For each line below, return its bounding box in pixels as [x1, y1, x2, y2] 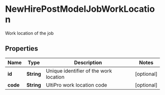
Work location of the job [5, 30, 54, 36]
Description [74, 59, 102, 66]
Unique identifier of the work [46, 67, 112, 74]
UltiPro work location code [46, 81, 107, 88]
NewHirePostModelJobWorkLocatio [5, 3, 155, 15]
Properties [5, 44, 38, 53]
